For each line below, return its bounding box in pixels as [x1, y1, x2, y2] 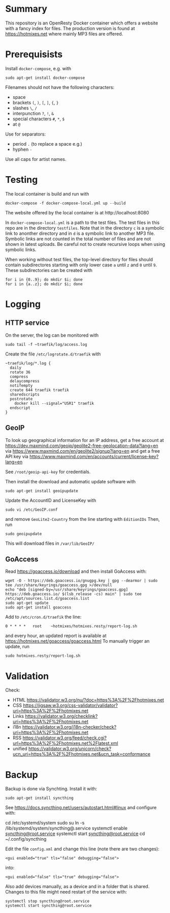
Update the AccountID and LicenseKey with [5, 497, 96, 503]
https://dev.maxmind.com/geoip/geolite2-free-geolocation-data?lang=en [5, 442, 158, 449]
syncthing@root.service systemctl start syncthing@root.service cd [5, 831, 145, 837]
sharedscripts [10, 392, 40, 397]
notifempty [10, 383, 33, 388]
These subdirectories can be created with [5, 267, 93, 273]
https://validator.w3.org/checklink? [25, 713, 98, 720]
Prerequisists [5, 49, 63, 60]
